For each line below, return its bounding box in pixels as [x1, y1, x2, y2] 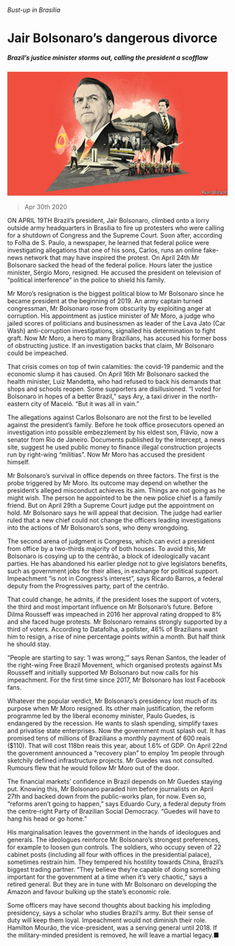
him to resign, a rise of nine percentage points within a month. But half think [7, 632, 226, 641]
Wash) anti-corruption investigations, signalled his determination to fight [7, 326, 215, 335]
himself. [7, 458, 30, 466]
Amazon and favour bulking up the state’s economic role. [7, 888, 171, 896]
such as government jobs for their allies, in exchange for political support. [7, 567, 220, 576]
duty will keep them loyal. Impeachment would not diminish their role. [7, 916, 207, 924]
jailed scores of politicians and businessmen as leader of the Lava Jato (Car [7, 319, 226, 328]
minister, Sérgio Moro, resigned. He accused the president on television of [7, 268, 222, 277]
